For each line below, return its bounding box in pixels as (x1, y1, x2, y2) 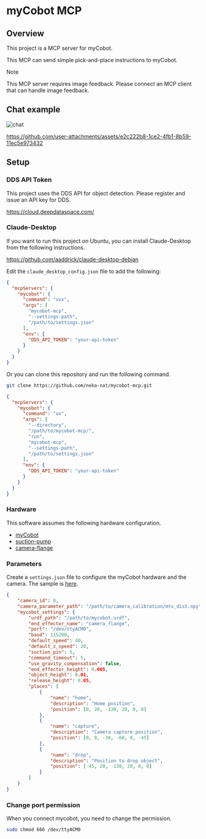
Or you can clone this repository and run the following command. (6, 370, 170, 378)
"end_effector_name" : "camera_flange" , (28, 620, 131, 627)
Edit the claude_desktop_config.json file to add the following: (6, 267, 161, 275)
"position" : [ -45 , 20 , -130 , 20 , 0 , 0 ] (50, 763, 152, 770)
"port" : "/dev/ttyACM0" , (28, 626, 92, 632)
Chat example (6, 104, 61, 115)
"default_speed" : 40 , (28, 637, 84, 644)
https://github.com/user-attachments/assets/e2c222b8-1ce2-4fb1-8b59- (6, 133, 192, 140)
